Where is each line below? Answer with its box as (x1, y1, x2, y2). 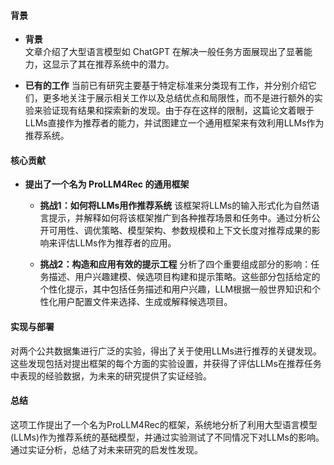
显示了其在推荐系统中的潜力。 (51, 58, 175, 70)
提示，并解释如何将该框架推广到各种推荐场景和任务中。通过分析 (48, 212, 312, 224)
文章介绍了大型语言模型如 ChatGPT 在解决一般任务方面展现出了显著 (24, 46, 305, 58)
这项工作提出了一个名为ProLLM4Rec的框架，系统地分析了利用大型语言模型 (10, 418, 318, 430)
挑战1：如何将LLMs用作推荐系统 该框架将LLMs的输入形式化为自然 (39, 200, 312, 212)
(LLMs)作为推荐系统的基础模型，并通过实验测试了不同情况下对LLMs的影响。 (10, 431, 325, 443)
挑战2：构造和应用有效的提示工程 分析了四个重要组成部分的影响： (39, 258, 312, 270)
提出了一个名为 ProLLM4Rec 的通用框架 (24, 178, 190, 190)
